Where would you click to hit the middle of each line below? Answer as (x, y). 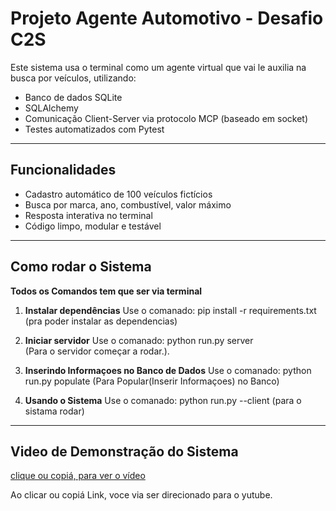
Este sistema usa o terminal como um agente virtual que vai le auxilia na (158, 67)
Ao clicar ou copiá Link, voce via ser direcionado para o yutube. (141, 495)
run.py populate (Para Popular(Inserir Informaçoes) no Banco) (152, 381)
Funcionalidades (63, 170)
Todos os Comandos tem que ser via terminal (106, 291)
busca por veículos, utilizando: (73, 78)
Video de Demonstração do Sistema (124, 451)
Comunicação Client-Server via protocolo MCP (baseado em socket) (166, 118)
